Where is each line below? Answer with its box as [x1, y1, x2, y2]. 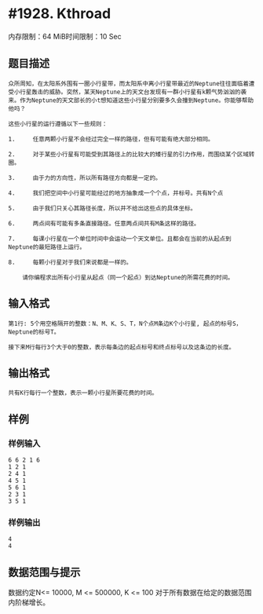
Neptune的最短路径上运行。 [8, 243, 86, 251]
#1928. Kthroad [8, 5, 111, 23]
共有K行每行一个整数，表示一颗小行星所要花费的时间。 [8, 389, 159, 397]
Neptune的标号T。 [8, 327, 60, 336]
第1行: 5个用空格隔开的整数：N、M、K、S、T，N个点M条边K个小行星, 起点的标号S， [8, 320, 242, 327]
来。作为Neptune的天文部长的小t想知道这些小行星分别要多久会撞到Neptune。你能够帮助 [8, 96, 254, 104]
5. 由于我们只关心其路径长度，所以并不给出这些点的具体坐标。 [8, 204, 197, 212]
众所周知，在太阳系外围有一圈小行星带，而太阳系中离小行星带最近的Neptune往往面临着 [8, 79, 250, 87]
